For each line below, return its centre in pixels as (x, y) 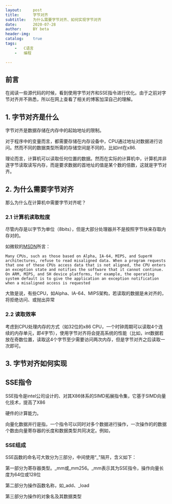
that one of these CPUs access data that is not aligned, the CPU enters (86, 265)
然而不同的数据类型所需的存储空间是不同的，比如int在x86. (75, 148)
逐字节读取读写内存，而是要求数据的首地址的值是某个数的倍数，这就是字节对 (86, 165)
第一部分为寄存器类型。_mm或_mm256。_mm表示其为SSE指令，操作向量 (82, 468)
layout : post (24, 10)
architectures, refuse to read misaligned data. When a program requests (86, 261)
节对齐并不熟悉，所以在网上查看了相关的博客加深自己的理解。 (70, 99)
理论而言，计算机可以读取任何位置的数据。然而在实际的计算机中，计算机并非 (86, 159)
